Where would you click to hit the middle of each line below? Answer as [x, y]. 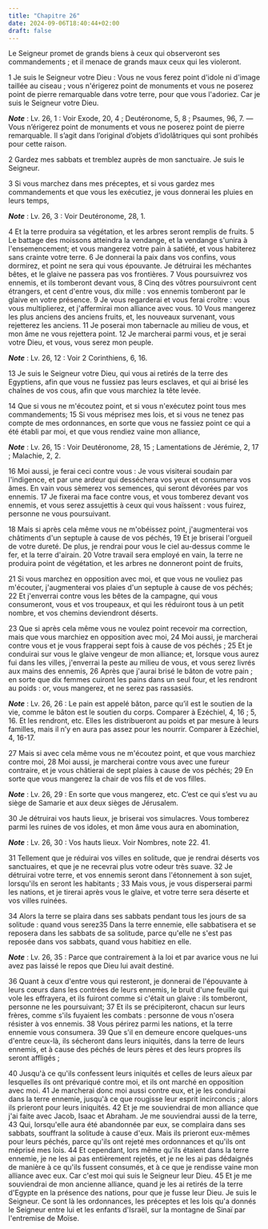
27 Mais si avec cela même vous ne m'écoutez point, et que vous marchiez [132, 754]
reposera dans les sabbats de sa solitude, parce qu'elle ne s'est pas [120, 933]
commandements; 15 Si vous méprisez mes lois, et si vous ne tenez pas [126, 414]
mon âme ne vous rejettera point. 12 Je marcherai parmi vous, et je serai [127, 334]
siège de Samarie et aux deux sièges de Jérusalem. [93, 803]
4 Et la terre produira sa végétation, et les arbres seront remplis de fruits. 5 [131, 232]
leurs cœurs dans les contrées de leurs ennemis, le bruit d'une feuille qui [128, 990]
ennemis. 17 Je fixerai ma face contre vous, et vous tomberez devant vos [129, 497]
